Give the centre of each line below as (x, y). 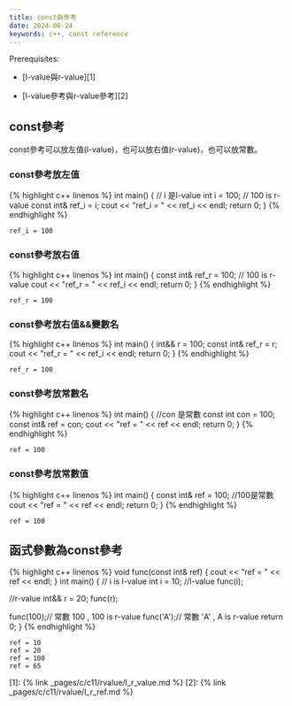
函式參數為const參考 (66, 551)
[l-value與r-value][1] (58, 77)
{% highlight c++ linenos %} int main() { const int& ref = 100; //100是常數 (142, 495)
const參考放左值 (44, 175)
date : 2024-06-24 (41, 26)
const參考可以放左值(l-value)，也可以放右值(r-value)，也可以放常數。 (136, 150)
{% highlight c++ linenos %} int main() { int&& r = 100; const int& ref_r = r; (143, 344)
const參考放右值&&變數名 (64, 324)
